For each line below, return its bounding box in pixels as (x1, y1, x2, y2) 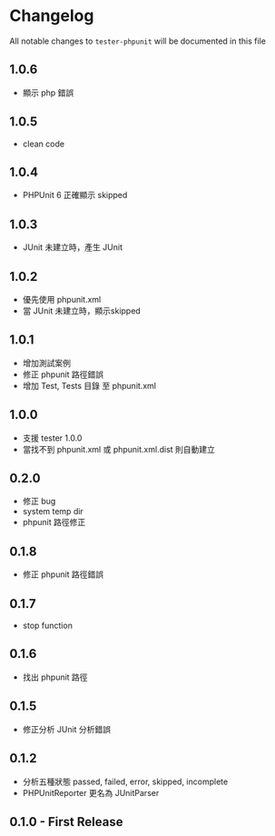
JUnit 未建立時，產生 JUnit (22, 242, 123, 253)
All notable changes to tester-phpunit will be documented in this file (9, 35, 266, 46)
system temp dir (22, 506, 83, 517)
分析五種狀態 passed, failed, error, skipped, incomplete (22, 776, 229, 787)
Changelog (9, 5, 94, 26)
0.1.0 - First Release (9, 814, 123, 830)
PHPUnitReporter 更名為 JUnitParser (22, 787, 160, 798)
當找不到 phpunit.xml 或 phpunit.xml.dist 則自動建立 (22, 443, 216, 454)
